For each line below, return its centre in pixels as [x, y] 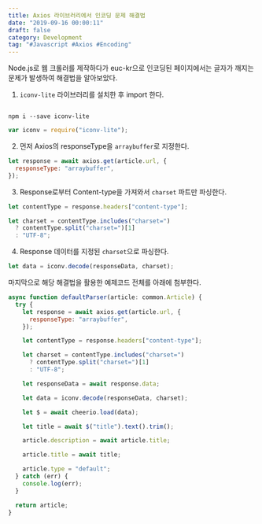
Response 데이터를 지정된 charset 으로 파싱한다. [94, 252]
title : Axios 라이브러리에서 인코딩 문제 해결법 [77, 15]
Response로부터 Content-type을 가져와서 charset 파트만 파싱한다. [123, 192]
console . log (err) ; [52, 483]
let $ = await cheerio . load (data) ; [81, 412]
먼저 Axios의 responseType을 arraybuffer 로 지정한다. [104, 146]
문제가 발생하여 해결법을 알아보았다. [63, 78]
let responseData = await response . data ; [91, 384]
